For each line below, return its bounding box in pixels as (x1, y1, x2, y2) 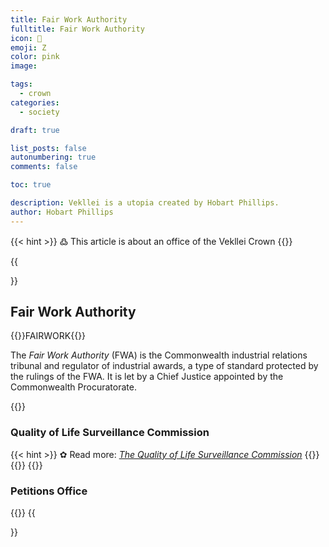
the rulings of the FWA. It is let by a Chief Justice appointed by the (10, 371, 284, 383)
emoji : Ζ (10, 42, 47, 53)
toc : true (10, 180, 52, 190)
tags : (10, 79, 33, 90)
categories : (10, 97, 60, 108)
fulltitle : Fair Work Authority (10, 24, 145, 34)
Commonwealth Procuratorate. (10, 381, 137, 393)
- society (19, 107, 60, 117)
